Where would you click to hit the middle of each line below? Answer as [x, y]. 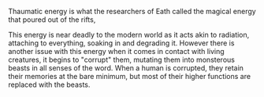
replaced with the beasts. [49, 84]
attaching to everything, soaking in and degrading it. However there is [121, 43]
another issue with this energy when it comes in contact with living [116, 51]
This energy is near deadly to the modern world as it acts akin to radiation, [129, 35]
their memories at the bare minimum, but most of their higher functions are [129, 76]
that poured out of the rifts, [52, 20]
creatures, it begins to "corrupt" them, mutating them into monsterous [121, 59]
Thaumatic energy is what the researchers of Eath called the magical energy [132, 11]
